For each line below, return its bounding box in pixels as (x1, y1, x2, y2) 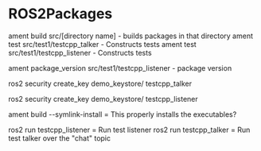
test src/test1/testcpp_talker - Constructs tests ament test (8, 39, 197, 48)
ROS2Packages (8, 5, 113, 23)
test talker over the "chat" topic (8, 133, 111, 143)
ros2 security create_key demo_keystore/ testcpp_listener (8, 94, 199, 103)
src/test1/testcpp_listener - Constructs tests (8, 48, 153, 57)
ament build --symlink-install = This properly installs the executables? (8, 109, 237, 119)
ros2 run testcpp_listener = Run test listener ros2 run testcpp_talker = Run (8, 125, 251, 134)
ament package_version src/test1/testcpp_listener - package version (8, 63, 232, 72)
